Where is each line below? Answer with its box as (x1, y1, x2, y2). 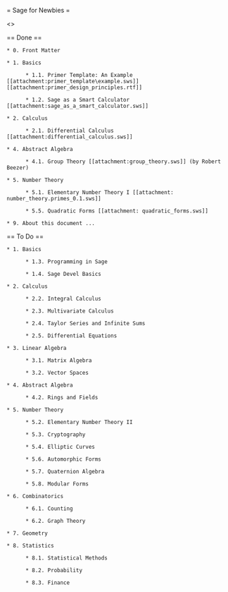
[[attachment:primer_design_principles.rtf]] (6, 84, 142, 91)
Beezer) (6, 164, 30, 171)
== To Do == (6, 232, 44, 241)
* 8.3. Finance (25, 579, 70, 586)
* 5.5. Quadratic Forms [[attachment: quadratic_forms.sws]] (25, 207, 209, 215)
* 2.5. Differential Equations (25, 332, 118, 339)
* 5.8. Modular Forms (25, 481, 89, 488)
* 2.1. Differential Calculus (25, 127, 114, 134)
